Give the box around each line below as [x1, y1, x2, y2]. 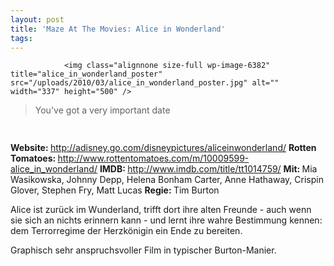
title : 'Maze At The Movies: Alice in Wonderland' [10, 24, 226, 34]
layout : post [10, 14, 65, 25]
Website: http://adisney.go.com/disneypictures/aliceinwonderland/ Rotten [10, 142, 317, 154]
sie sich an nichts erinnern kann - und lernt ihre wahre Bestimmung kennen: [10, 214, 323, 226]
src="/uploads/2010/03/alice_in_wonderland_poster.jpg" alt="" [10, 78, 280, 88]
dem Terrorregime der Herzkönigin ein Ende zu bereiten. [10, 225, 243, 237]
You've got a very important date [34, 104, 171, 116]
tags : [10, 33, 33, 43]
